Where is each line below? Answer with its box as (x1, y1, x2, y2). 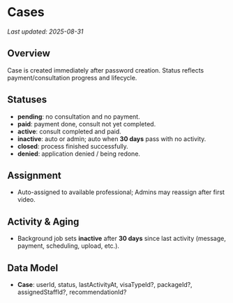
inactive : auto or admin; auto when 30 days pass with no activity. (17, 134, 206, 143)
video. (17, 195, 36, 204)
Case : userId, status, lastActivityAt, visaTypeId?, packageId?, (17, 281, 193, 288)
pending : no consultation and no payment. (17, 112, 141, 121)
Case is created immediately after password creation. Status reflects (7, 66, 204, 74)
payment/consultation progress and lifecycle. (7, 73, 137, 82)
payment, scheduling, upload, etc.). (17, 242, 120, 250)
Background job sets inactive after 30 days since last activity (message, (17, 235, 227, 243)
